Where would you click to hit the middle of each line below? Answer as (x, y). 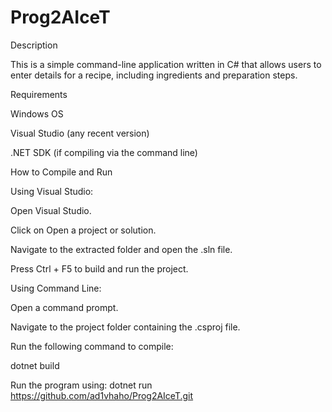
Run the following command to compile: (92, 346)
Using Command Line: (56, 288)
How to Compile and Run (61, 172)
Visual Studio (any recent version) (80, 133)
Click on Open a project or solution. (83, 230)
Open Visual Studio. (51, 210)
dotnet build (35, 365)
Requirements (39, 94)
